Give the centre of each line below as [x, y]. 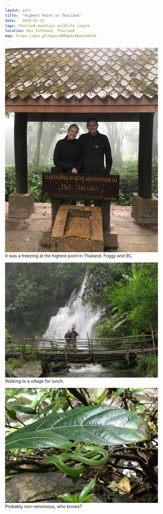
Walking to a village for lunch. [34, 381]
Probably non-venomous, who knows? [44, 506]
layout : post [18, 10]
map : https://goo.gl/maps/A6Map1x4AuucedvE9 [51, 36]
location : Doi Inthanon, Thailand [40, 31]
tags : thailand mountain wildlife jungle [48, 26]
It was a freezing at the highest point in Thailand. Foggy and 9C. [69, 256]
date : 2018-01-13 [25, 20]
